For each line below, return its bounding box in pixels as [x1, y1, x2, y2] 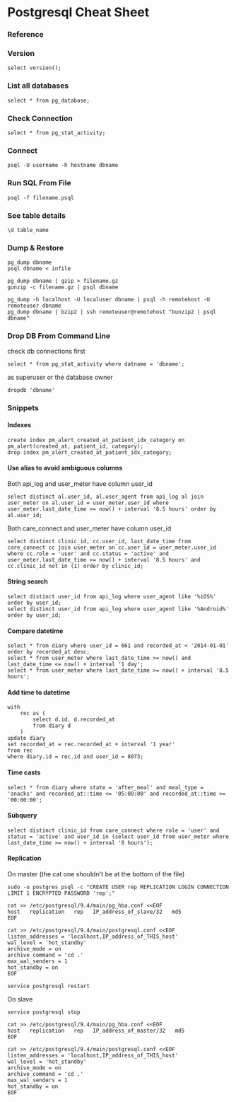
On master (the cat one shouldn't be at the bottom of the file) [7, 870, 185, 878]
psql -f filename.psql [7, 194, 74, 202]
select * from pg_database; [7, 97, 90, 104]
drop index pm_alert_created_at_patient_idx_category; [7, 448, 172, 456]
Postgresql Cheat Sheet [7, 4, 150, 21]
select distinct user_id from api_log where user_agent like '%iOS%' [7, 593, 217, 601]
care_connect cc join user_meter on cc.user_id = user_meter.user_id [7, 544, 217, 551]
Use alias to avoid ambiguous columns [7, 464, 123, 472]
